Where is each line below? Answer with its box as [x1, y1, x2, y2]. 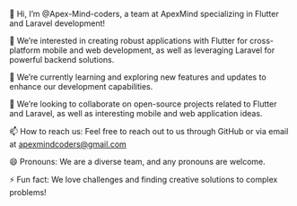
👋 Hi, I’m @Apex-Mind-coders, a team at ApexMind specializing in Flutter [9, 9, 280, 19]
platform [9, 45, 40, 56]
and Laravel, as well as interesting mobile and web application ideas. [9, 108, 263, 118]
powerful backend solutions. [9, 55, 115, 64]
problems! [9, 187, 47, 197]
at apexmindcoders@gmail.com [9, 139, 127, 150]
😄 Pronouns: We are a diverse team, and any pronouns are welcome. [9, 157, 266, 167]
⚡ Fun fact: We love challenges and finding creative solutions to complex [9, 175, 278, 185]
